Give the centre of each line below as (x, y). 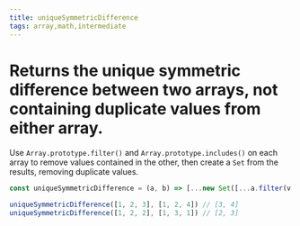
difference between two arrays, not (144, 90)
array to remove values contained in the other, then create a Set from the (144, 162)
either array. (56, 128)
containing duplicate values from (135, 108)
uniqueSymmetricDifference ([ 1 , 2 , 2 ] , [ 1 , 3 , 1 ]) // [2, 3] (124, 213)
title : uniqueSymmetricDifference (74, 18)
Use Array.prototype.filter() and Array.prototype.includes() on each (144, 153)
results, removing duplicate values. (74, 172)
